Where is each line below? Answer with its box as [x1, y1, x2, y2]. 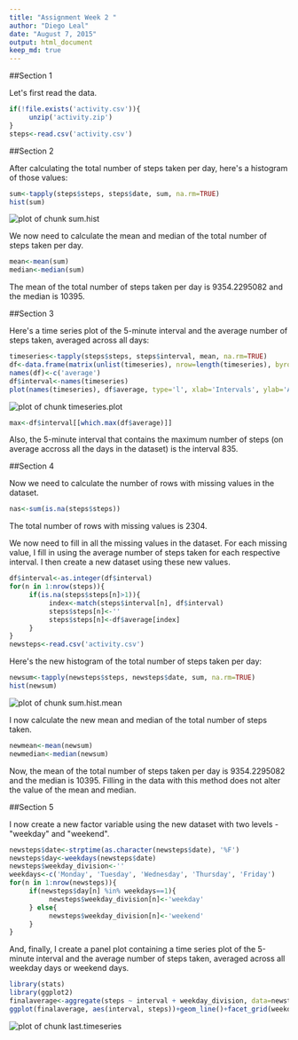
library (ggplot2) [9, 989, 74, 997]
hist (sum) [9, 197, 46, 207]
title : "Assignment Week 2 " [9, 12, 117, 22]
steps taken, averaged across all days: [9, 335, 150, 346]
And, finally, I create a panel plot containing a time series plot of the [9, 944, 256, 955]
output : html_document [9, 37, 93, 47]
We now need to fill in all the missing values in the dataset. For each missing [9, 538, 287, 548]
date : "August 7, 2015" [9, 29, 98, 38]
